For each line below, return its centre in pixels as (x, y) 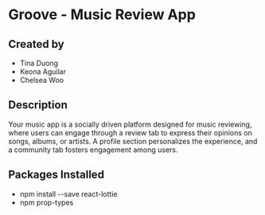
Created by (37, 44)
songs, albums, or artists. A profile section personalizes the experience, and (133, 141)
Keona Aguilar (43, 72)
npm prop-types (47, 202)
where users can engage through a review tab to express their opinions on (130, 132)
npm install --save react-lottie (68, 193)
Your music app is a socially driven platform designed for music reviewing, (130, 124)
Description (38, 105)
